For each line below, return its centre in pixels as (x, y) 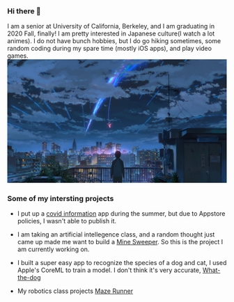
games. (18, 56)
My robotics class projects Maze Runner (75, 291)
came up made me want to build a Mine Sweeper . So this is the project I (120, 242)
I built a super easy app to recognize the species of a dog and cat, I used (122, 263)
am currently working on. (53, 249)
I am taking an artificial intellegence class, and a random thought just (116, 235)
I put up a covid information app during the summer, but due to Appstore (121, 214)
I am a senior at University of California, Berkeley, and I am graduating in (111, 26)
